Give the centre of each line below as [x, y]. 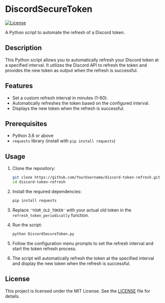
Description [23, 48]
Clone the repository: [34, 169]
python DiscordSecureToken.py [43, 234]
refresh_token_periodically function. [51, 215]
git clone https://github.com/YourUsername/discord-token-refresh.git [86, 177]
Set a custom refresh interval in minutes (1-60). [60, 98]
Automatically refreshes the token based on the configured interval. [81, 103]
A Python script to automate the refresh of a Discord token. [65, 32]
